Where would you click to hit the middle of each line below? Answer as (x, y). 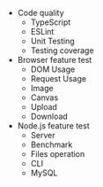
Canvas (44, 97)
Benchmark (51, 144)
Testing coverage (62, 51)
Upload (44, 107)
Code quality (40, 13)
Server (43, 135)
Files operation (58, 154)
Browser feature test (55, 60)
